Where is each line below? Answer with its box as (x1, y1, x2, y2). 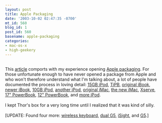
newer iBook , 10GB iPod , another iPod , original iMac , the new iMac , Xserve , (5, 87, 156, 92)
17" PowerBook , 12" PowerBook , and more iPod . (5, 92, 101, 97)
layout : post (5, 7, 32, 12)
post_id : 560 (5, 30, 32, 34)
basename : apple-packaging (5, 34, 60, 39)
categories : (5, 39, 29, 44)
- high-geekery (5, 47, 36, 52)
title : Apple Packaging (5, 12, 53, 16)
